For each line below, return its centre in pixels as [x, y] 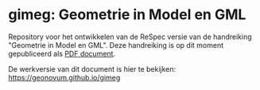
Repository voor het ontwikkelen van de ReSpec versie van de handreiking [130, 37]
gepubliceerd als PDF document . [62, 53]
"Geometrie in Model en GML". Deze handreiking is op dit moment [116, 45]
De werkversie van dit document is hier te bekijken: [92, 68]
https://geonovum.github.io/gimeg [64, 77]
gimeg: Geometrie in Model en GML [127, 15]
